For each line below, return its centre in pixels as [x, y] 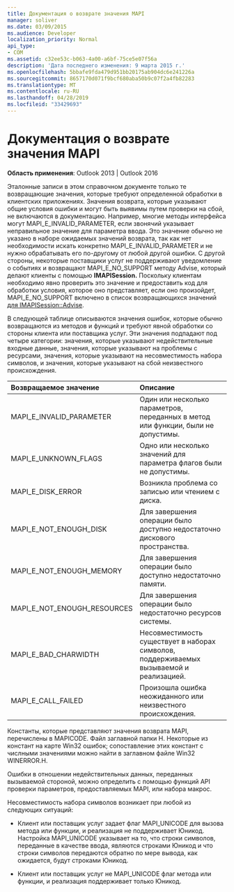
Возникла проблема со [179, 483]
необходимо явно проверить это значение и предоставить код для [107, 282]
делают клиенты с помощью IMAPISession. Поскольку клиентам [104, 275]
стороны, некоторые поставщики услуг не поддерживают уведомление [115, 260]
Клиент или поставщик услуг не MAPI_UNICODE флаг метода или [114, 874]
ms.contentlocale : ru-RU [43, 91]
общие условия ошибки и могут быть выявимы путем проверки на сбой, [116, 208]
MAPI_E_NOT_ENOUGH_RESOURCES [72, 608]
